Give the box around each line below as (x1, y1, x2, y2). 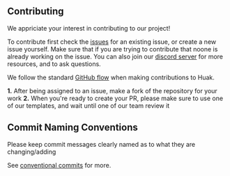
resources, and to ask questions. (7, 59, 101, 68)
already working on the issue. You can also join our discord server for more (7, 52, 224, 61)
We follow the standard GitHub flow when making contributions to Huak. (7, 73, 215, 81)
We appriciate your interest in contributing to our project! (7, 24, 171, 32)
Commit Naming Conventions (7, 122, 138, 134)
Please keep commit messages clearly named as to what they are (7, 140, 196, 148)
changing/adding (7, 147, 56, 156)
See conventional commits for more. (7, 161, 112, 169)
